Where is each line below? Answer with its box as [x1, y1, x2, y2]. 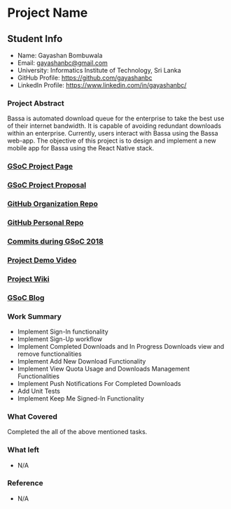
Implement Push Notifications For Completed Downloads [17, 379, 181, 387]
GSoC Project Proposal [7, 180, 86, 190]
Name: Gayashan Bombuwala [17, 51, 103, 59]
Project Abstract [7, 98, 64, 108]
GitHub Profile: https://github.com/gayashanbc [17, 73, 153, 82]
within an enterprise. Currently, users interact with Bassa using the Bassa [7, 129, 218, 138]
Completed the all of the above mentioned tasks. [7, 428, 148, 436]
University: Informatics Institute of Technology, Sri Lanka [17, 66, 181, 74]
